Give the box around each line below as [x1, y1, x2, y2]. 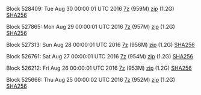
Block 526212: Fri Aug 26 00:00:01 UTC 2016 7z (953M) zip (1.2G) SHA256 [6, 64, 192, 72]
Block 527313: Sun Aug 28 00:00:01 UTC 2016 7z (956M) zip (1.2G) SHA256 [6, 41, 196, 48]
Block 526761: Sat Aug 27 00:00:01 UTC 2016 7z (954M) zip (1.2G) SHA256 [6, 53, 194, 60]
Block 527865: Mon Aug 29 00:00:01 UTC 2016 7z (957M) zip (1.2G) [6, 23, 176, 30]
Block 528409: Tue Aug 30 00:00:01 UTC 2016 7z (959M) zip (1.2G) [6, 5, 175, 12]
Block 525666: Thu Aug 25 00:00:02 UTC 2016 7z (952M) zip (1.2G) [6, 76, 176, 83]
